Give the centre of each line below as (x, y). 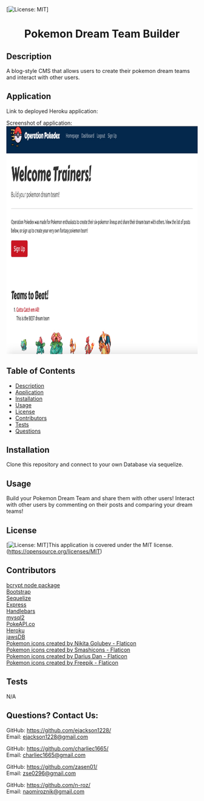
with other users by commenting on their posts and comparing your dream (100, 505)
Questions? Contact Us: (53, 716)
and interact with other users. (43, 77)
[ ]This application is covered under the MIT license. (90, 545)
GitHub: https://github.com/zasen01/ (52, 766)
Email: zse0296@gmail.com (41, 773)
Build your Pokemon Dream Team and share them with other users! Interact (100, 498)
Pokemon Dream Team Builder (102, 34)
